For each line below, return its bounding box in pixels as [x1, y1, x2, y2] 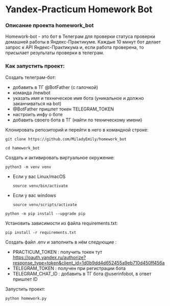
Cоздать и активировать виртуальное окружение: [5, 155, 115, 161]
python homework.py [5, 296, 47, 301]
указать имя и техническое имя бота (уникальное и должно [12, 95, 144, 101]
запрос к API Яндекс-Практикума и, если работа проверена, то [5, 45, 144, 51]
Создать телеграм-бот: [5, 74, 56, 80]
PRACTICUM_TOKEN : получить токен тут [12, 249, 103, 255]
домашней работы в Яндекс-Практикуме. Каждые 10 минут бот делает [5, 39, 161, 45]
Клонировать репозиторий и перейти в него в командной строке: [5, 126, 149, 133]
